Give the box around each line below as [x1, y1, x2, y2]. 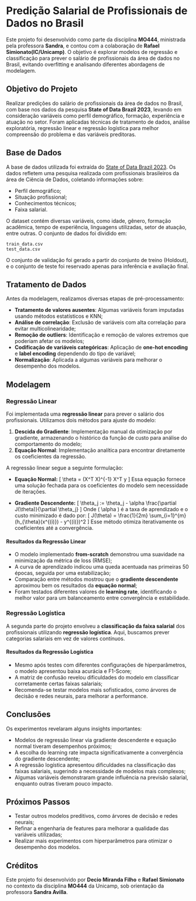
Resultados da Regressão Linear [6, 538, 87, 545]
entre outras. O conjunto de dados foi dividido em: [6, 230, 128, 237]
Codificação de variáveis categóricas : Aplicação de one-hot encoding [14, 344, 188, 351]
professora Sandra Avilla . [6, 889, 68, 896]
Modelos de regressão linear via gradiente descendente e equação [14, 736, 177, 743]
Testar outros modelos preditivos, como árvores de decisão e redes [14, 812, 178, 820]
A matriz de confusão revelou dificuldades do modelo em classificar [14, 674, 179, 681]
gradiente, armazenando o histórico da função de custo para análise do [14, 434, 187, 441]
